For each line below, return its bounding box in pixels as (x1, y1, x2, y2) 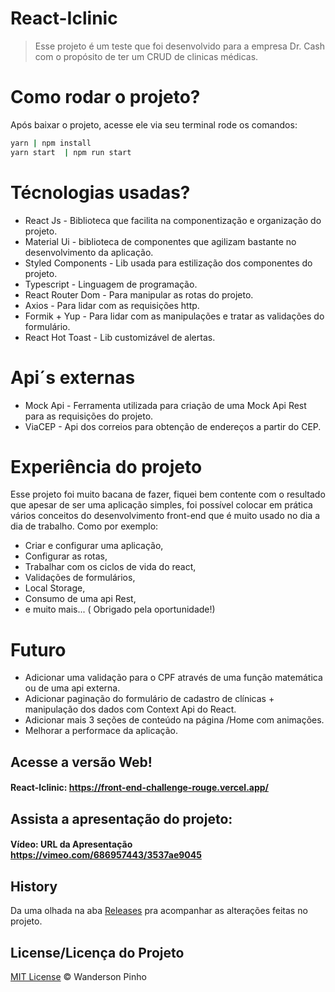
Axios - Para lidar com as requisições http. (24, 299, 200, 311)
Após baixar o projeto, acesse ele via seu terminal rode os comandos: (10, 118, 298, 131)
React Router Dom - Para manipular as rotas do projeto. (24, 288, 254, 301)
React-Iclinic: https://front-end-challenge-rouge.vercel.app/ (10, 782, 270, 794)
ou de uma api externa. (24, 682, 121, 694)
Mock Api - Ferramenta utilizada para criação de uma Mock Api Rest (24, 399, 307, 411)
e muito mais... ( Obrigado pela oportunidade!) (24, 603, 216, 616)
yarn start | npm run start (10, 147, 132, 157)
